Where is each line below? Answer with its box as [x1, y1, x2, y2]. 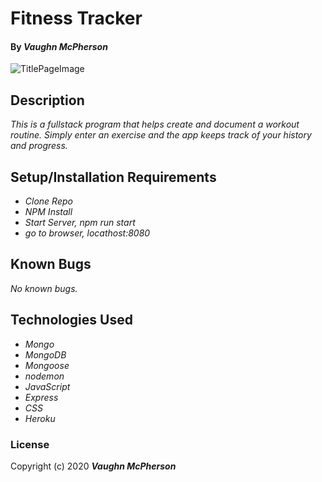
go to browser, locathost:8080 [24, 227, 151, 239]
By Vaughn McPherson [10, 40, 108, 52]
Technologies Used [10, 312, 133, 329]
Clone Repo [24, 195, 73, 207]
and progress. [10, 140, 68, 152]
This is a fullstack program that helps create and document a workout [10, 118, 300, 131]
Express [24, 391, 59, 403]
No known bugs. [10, 282, 78, 294]
